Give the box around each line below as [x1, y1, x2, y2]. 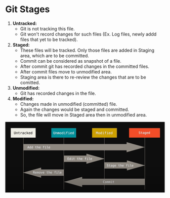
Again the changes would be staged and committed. [20, 106, 130, 112]
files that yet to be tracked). [20, 36, 78, 43]
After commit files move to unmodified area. [20, 68, 112, 74]
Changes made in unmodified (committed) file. [20, 101, 117, 107]
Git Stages [5, 4, 50, 15]
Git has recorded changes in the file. [20, 90, 96, 96]
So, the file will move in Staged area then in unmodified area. [20, 111, 147, 117]
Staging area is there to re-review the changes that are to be [20, 74, 146, 80]
